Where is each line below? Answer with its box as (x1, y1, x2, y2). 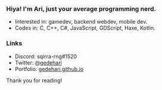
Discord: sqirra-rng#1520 (14, 53, 77, 60)
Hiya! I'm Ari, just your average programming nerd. (6, 5, 157, 13)
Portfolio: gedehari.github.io (14, 65, 84, 72)
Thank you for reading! (6, 76, 63, 84)
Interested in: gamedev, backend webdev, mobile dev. (14, 18, 148, 25)
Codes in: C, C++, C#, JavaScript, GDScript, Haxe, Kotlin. (14, 24, 156, 31)
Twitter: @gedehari (14, 59, 63, 66)
